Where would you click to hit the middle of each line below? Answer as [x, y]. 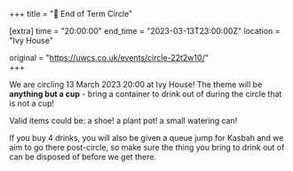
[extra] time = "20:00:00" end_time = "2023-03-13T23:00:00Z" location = [145, 31]
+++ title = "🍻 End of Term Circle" [71, 14]
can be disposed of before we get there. [83, 157]
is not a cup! [32, 103]
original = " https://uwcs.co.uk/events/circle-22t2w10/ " [109, 57]
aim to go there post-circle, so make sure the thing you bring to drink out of [147, 147]
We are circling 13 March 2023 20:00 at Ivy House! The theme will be [136, 84]
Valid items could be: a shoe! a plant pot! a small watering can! [123, 121]
